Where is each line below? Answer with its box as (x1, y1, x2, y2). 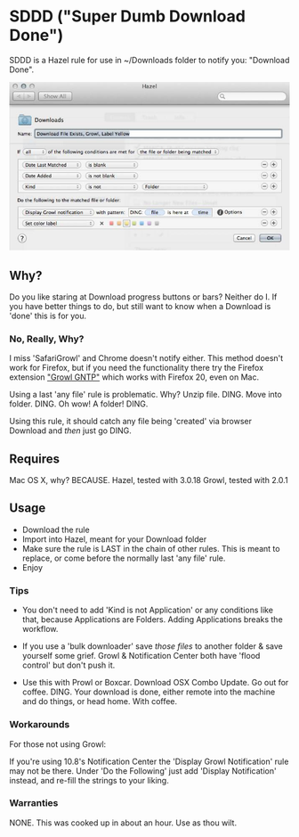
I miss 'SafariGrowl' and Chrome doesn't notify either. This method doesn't (9, 353, 284, 364)
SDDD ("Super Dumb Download (9, 6, 246, 27)
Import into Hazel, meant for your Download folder (21, 533, 207, 545)
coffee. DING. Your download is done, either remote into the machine (21, 686, 276, 697)
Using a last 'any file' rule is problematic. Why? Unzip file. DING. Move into (9, 390, 282, 400)
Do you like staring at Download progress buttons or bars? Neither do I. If (9, 291, 278, 302)
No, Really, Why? (9, 332, 85, 345)
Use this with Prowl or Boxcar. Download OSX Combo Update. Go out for (21, 677, 289, 688)
